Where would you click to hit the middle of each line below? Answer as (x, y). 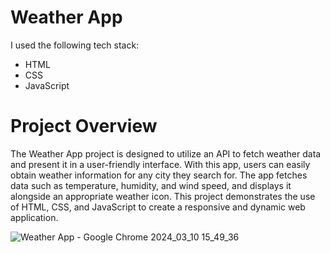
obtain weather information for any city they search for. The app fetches (159, 175)
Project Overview (84, 126)
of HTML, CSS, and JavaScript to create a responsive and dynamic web (158, 207)
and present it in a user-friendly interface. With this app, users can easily (160, 164)
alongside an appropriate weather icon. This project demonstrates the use (163, 196)
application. (34, 217)
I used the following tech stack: (75, 45)
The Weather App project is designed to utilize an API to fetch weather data (166, 153)
